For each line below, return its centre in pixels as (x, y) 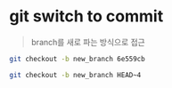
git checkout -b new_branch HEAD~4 (75, 75)
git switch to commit (86, 16)
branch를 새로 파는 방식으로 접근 (88, 42)
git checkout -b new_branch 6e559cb (77, 59)
